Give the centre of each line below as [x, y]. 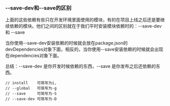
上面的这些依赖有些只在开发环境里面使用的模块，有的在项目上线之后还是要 [83, 20]
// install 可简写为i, [31, 83]
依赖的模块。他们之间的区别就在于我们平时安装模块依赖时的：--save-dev [86, 26]
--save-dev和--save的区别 [38, 8]
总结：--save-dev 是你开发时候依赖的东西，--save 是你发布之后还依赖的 [81, 66]
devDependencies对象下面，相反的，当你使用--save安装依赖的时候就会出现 [84, 49]
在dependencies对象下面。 [33, 56]
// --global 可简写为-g [31, 88]
